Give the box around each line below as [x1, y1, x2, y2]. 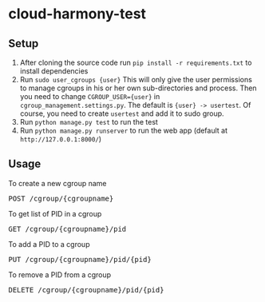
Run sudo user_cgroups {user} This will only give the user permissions [19, 75, 253, 84]
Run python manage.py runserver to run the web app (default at [19, 125, 228, 135]
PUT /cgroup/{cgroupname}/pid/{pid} [8, 255, 152, 264]
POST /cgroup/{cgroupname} [8, 193, 114, 203]
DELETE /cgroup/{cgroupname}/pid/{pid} [8, 285, 164, 294]
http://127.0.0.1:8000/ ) [19, 134, 102, 144]
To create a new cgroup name [8, 178, 107, 188]
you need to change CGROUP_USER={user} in [19, 92, 160, 101]
